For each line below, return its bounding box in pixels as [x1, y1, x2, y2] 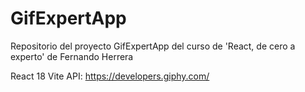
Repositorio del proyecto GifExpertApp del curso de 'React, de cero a [10, 40, 296, 52]
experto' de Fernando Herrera [10, 50, 134, 62]
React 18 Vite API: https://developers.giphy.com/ [10, 70, 210, 82]
